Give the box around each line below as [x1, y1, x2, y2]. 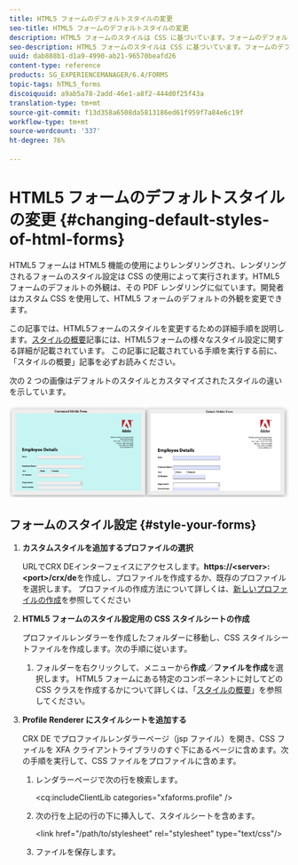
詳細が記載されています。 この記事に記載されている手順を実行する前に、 [16, 345, 282, 355]
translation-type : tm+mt [9, 99, 101, 107]
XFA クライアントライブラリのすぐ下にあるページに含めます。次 [55, 744, 289, 755]
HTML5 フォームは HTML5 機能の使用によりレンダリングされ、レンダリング [9, 259, 286, 270]
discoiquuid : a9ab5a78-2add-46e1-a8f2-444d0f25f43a [9, 89, 204, 98]
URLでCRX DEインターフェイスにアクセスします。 [21, 561, 205, 572]
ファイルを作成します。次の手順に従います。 [29, 644, 192, 655]
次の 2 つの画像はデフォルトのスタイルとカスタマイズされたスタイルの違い [9, 375, 282, 385]
